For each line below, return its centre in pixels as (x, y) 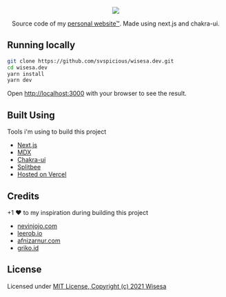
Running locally (41, 45)
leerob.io (30, 233)
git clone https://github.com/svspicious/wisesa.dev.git (91, 61)
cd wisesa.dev (28, 68)
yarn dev (20, 80)
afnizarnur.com (39, 240)
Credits (23, 196)
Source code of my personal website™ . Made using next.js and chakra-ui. (116, 23)
